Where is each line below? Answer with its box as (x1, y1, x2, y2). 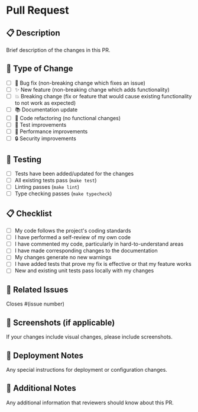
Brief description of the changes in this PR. (6, 47, 111, 53)
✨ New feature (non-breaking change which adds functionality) (14, 86, 170, 93)
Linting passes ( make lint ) (14, 184, 80, 191)
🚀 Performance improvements (14, 128, 88, 135)
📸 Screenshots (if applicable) (6, 317, 115, 327)
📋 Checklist (6, 208, 52, 218)
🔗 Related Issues (6, 285, 69, 295)
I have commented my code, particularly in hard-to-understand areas (14, 240, 184, 247)
